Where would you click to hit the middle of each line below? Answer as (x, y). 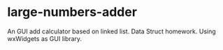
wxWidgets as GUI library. (45, 38)
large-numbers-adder (72, 12)
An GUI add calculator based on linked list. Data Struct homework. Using (112, 31)
